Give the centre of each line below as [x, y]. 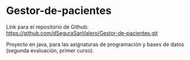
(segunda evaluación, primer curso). [50, 50]
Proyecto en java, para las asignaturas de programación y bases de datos [95, 44]
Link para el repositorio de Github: [47, 27]
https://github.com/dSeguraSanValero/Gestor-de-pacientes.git [82, 33]
